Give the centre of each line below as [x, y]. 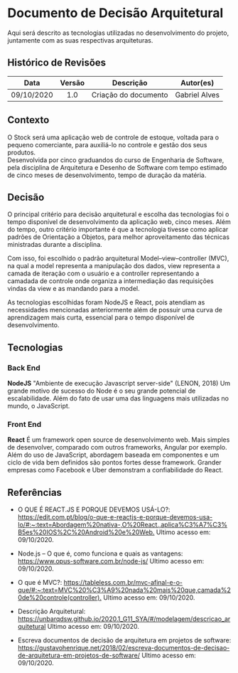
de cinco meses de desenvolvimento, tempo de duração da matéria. [107, 175]
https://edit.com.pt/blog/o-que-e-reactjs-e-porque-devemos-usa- [115, 517]
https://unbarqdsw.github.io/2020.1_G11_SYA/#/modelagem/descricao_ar [124, 619]
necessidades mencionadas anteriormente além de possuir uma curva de [115, 310]
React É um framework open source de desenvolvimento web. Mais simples [119, 440]
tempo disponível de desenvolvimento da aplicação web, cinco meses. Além [119, 222]
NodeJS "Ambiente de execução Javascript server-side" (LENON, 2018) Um [119, 383]
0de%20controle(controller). [59, 598]
